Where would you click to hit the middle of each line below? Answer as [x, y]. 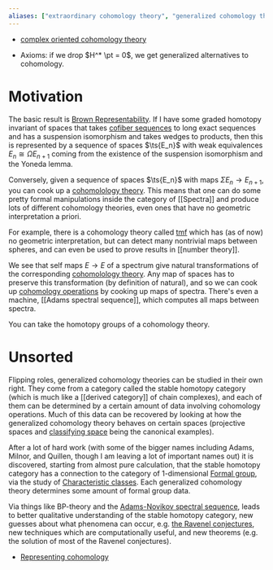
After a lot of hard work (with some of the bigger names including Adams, [131, 448]
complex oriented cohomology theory [83, 39]
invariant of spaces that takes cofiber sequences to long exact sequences [132, 128]
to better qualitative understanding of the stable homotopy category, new [131, 515]
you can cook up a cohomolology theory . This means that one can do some [135, 191]
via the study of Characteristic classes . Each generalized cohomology [125, 482]
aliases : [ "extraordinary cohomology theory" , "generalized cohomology [132, 16]
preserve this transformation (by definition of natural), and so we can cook [133, 283]
